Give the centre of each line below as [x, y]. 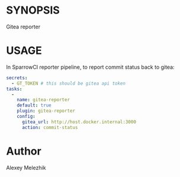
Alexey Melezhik [26, 168]
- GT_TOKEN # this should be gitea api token [69, 83]
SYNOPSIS [33, 10]
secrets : [17, 78]
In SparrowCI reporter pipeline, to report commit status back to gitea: [90, 67]
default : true [34, 105]
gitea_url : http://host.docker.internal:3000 [79, 122]
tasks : [14, 89]
